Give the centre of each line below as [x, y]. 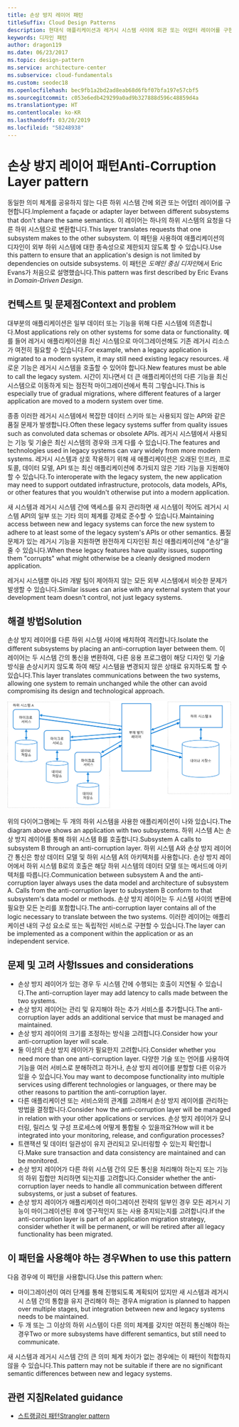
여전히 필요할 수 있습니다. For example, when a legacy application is [111, 350]
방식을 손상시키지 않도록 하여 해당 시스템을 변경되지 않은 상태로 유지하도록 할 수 [117, 667]
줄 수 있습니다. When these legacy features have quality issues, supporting [115, 550]
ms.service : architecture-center [57, 68]
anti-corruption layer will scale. [63, 1041]
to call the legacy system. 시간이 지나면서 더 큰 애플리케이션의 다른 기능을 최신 [118, 376]
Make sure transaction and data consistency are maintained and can [126, 1152]
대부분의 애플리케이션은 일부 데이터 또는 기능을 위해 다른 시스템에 [98, 323]
